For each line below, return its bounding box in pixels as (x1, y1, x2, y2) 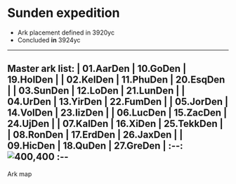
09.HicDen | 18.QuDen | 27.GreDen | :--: (7, 140, 184, 152)
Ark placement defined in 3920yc (17, 28, 114, 37)
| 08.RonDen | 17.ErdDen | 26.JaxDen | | (7, 129, 183, 141)
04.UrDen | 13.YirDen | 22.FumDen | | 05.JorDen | (7, 96, 229, 108)
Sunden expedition (7, 5, 120, 21)
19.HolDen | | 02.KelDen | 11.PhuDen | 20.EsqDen (7, 74, 225, 86)
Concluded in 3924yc (17, 35, 81, 44)
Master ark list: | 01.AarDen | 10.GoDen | (7, 63, 187, 75)
